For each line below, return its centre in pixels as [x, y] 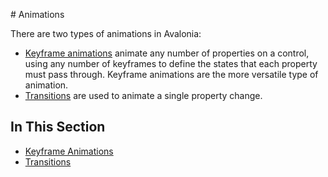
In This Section [58, 127]
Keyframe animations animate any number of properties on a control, [167, 53]
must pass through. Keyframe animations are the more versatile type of [171, 74]
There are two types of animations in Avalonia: [106, 33]
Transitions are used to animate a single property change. [143, 95]
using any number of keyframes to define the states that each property [171, 63]
